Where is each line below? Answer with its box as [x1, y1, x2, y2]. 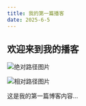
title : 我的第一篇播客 [7, 10, 65, 17]
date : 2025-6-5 [7, 16, 51, 23]
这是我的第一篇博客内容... [7, 92, 78, 100]
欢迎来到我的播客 [7, 43, 79, 55]
